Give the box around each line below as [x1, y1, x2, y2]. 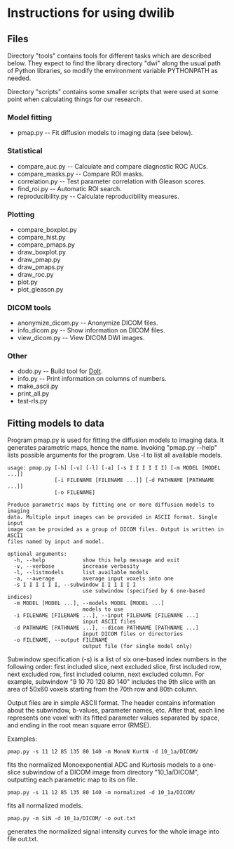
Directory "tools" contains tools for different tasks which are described [7, 51, 212, 60]
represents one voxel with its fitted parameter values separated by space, [7, 713, 220, 722]
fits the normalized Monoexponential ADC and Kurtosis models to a [7, 760, 201, 769]
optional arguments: [7, 550, 68, 558]
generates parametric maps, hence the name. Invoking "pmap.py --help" [7, 443, 218, 452]
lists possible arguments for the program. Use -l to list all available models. [7, 451, 223, 460]
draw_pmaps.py [17, 262, 64, 271]
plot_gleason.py [17, 285, 64, 293]
